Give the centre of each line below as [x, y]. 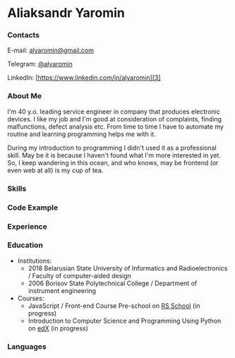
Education [25, 245]
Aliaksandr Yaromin [66, 13]
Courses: [31, 298]
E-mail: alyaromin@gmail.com [50, 50]
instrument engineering [62, 290]
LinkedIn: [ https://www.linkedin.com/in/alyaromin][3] [84, 78]
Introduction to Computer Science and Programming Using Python [125, 321]
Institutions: [35, 261]
